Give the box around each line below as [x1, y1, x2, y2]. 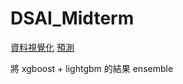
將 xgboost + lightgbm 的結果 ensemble [10, 62, 174, 74]
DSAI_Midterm [10, 7, 135, 30]
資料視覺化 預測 [10, 41, 75, 53]
